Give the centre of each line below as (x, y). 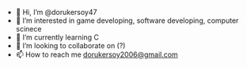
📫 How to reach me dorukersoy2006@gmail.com (97, 54)
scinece (28, 29)
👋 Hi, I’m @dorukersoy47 (56, 12)
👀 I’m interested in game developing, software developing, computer (127, 20)
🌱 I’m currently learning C (57, 37)
